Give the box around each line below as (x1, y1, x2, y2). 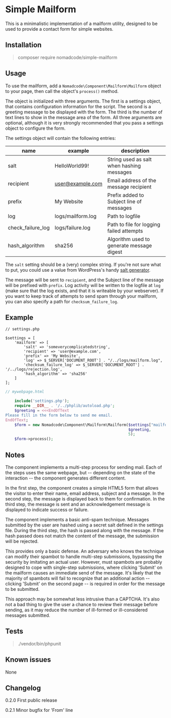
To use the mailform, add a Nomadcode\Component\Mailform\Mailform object (5, 83, 161, 89)
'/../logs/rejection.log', (5, 367, 63, 372)
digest (107, 248, 123, 255)
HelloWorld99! (54, 162, 89, 169)
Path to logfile (107, 212, 141, 220)
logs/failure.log (54, 224, 91, 231)
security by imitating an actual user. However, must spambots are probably (5, 559, 162, 565)
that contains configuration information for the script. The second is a (5, 103, 151, 109)
